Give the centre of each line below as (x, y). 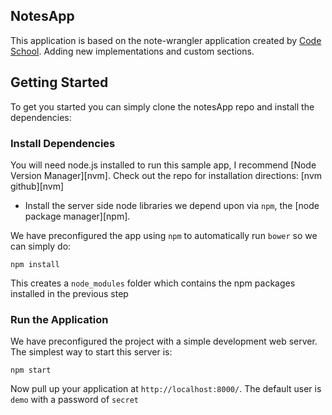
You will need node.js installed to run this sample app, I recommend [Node (163, 165)
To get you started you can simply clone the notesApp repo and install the (162, 106)
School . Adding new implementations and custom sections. (132, 51)
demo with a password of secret (74, 400)
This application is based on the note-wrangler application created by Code (166, 40)
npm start (31, 370)
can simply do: (41, 246)
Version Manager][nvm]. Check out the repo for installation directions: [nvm (166, 175)
